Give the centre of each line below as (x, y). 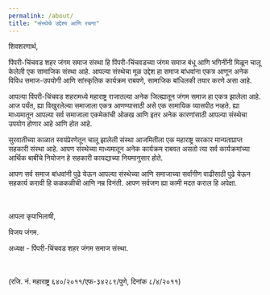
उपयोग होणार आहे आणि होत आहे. (50, 123)
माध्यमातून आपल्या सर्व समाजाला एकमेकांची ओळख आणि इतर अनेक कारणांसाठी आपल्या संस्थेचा (128, 114)
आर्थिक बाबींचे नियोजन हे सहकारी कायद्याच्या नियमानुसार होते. (86, 158)
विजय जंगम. (24, 232)
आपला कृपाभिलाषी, (32, 216)
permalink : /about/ (41, 16)
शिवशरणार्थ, (23, 46)
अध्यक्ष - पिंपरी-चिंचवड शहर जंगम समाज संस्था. (69, 248)
